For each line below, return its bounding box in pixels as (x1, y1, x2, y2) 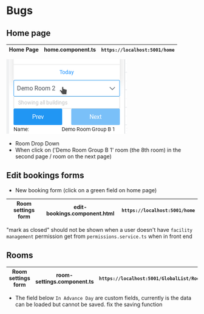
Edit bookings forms (6, 170, 84, 181)
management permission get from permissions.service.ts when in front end (6, 232, 192, 240)
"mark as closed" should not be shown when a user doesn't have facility (6, 226, 193, 233)
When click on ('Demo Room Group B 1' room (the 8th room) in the (15, 147, 182, 153)
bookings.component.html (46, 209, 115, 217)
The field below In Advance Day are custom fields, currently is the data (15, 294, 192, 301)
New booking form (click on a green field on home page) (15, 186, 157, 194)
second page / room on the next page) (15, 153, 112, 160)
